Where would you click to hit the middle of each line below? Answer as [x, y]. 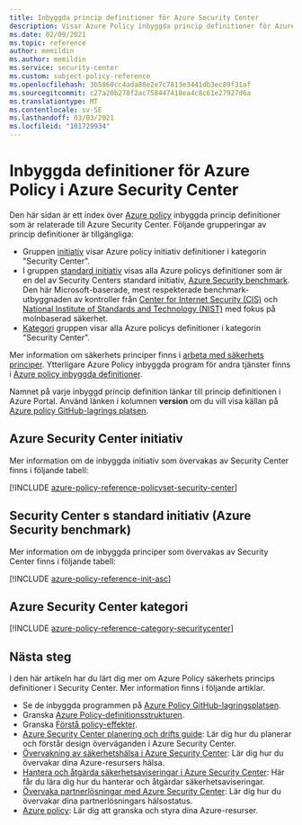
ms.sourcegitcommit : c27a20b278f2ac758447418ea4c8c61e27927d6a [130, 93]
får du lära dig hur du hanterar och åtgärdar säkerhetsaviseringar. [143, 782]
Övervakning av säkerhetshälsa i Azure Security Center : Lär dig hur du [153, 753]
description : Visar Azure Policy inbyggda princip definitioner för [140, 26]
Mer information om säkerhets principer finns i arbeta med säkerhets [137, 354]
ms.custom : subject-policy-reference [80, 76]
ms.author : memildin [48, 59]
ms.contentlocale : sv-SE [56, 110]
